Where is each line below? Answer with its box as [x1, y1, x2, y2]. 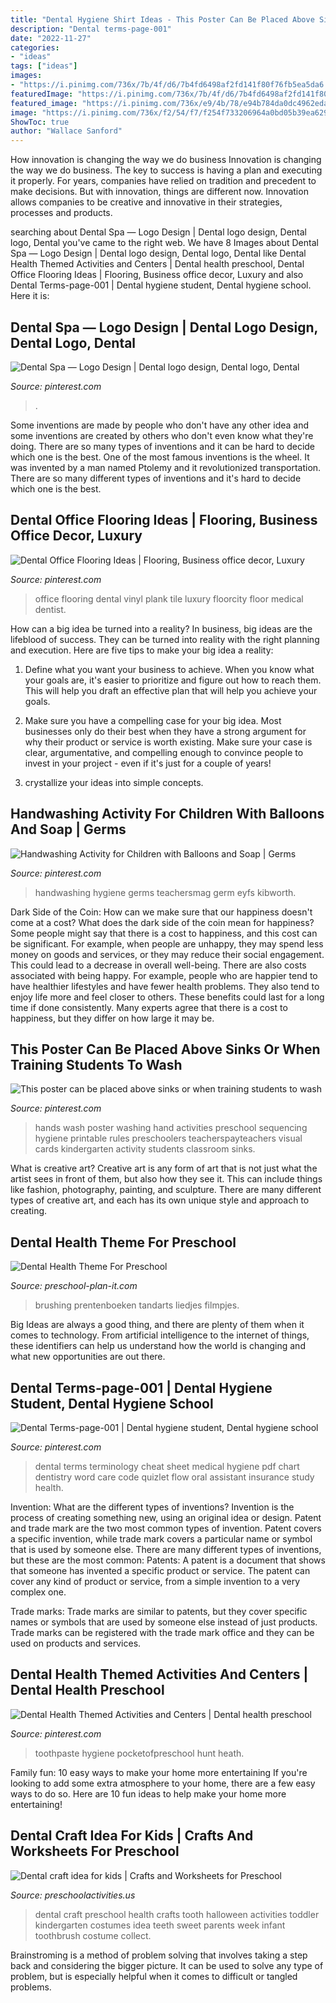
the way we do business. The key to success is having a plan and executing [10, 164, 323, 176]
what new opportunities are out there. [10, 1351, 166, 1363]
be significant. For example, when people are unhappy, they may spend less [10, 937, 324, 950]
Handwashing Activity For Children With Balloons [10, 806, 325, 823]
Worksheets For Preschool [10, 1843, 180, 1860]
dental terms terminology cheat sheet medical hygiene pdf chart [34, 1461, 300, 1472]
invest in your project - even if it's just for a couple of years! [24, 757, 272, 769]
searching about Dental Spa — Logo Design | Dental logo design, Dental [10, 226, 307, 238]
